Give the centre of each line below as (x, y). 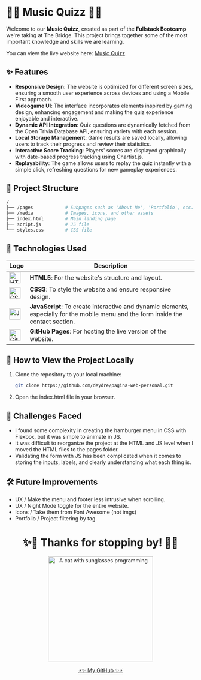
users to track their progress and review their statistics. (83, 144)
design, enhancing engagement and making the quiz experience (94, 112)
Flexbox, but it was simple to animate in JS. (68, 437)
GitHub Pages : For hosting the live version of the (98, 331)
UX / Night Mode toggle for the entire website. (72, 505)
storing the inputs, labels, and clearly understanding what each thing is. (103, 462)
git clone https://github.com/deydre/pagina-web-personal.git (94, 386)
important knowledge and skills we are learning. (65, 41)
